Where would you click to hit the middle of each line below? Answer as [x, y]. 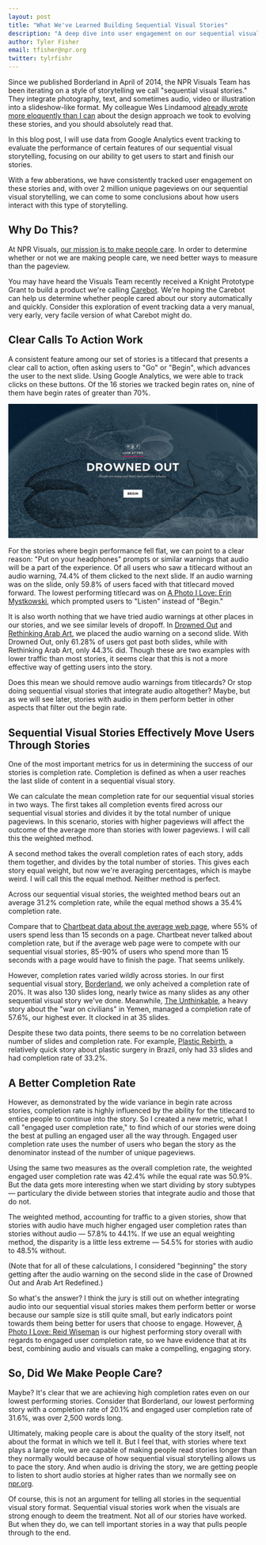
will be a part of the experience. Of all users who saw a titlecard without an [130, 568]
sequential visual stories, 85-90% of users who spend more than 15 [118, 952]
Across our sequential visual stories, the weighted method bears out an [124, 894]
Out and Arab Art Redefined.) [56, 1282]
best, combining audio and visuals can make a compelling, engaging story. [130, 1348]
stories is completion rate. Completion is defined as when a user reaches [127, 773]
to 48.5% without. [37, 1250]
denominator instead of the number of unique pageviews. [102, 1152]
